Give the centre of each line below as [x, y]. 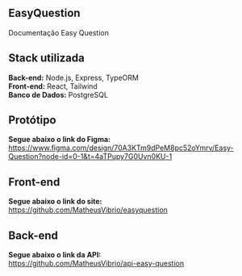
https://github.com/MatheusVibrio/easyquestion [88, 210]
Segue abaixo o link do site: [55, 202]
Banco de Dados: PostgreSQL [58, 94]
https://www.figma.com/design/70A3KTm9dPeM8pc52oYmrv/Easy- [121, 148]
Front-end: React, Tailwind [53, 86]
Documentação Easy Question [58, 32]
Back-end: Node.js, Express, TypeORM [74, 77]
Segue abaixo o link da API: [55, 255]
